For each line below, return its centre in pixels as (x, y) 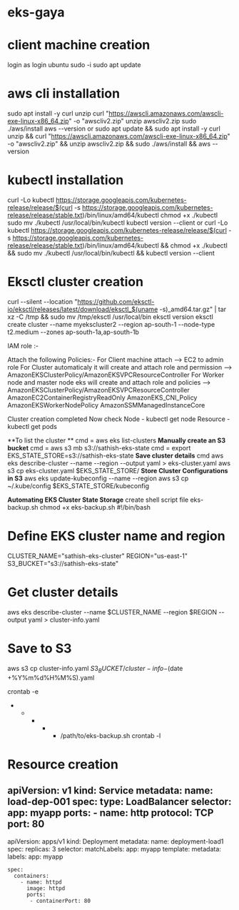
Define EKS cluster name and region (117, 536)
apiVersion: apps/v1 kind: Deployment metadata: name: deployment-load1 (116, 841)
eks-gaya (36, 12)
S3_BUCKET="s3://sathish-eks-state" (63, 563)
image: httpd (46, 888)
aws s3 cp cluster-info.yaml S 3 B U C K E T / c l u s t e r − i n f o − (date (95, 669)
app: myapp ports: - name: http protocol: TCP (111, 813)
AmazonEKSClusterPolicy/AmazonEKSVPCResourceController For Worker (116, 375)
